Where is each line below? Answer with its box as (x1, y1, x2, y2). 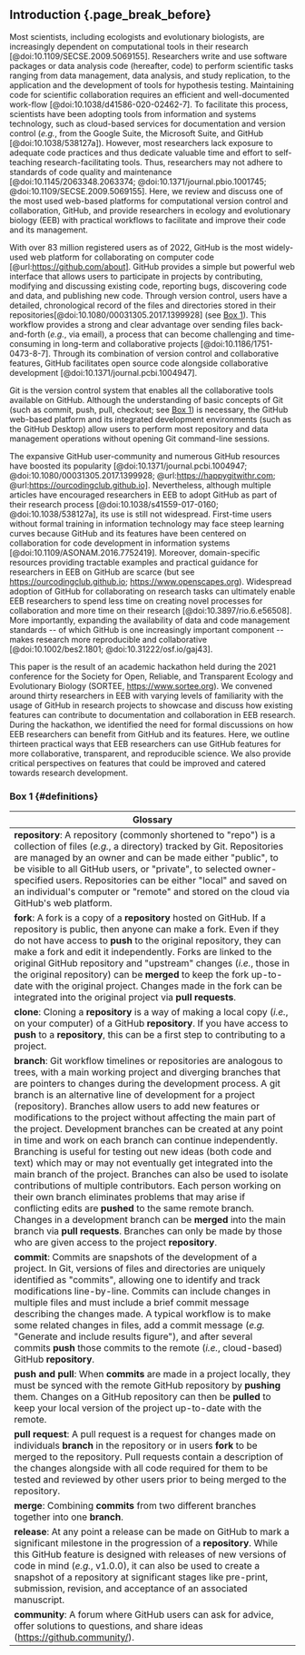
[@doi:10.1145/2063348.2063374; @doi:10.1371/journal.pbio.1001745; (9, 176, 267, 187)
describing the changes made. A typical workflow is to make (14, 1307, 271, 1320)
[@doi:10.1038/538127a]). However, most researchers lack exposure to (9, 137, 274, 148)
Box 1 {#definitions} (9, 790, 99, 803)
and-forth (9, 329, 45, 340)
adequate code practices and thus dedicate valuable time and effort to (9, 147, 273, 158)
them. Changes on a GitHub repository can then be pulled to (14, 1391, 271, 1404)
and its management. (9, 224, 89, 235)
